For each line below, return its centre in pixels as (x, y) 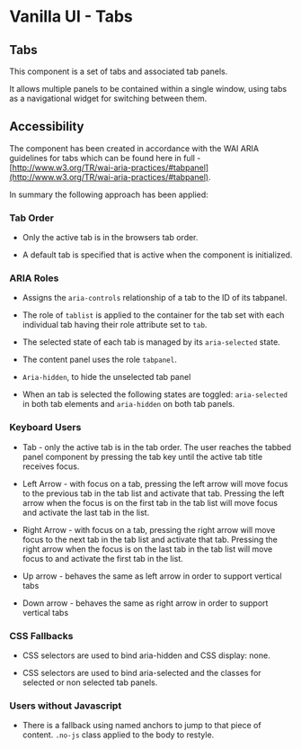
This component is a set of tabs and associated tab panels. (119, 71)
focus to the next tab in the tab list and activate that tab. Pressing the (150, 539)
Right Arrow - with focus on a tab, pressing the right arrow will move (149, 529)
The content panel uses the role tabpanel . (99, 360)
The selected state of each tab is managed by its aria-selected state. (151, 342)
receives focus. (51, 466)
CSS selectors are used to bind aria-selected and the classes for (142, 673)
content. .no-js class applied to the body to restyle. (118, 735)
